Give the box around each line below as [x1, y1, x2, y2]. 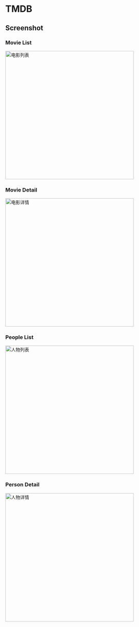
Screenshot [5, 24, 44, 32]
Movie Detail [5, 186, 37, 193]
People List [5, 334, 34, 341]
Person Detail [5, 481, 40, 488]
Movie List [5, 39, 32, 46]
